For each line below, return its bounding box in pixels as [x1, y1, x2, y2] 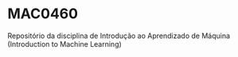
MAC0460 [7, 5, 79, 23]
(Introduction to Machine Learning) [7, 39, 123, 48]
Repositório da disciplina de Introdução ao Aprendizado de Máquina [7, 31, 231, 40]
